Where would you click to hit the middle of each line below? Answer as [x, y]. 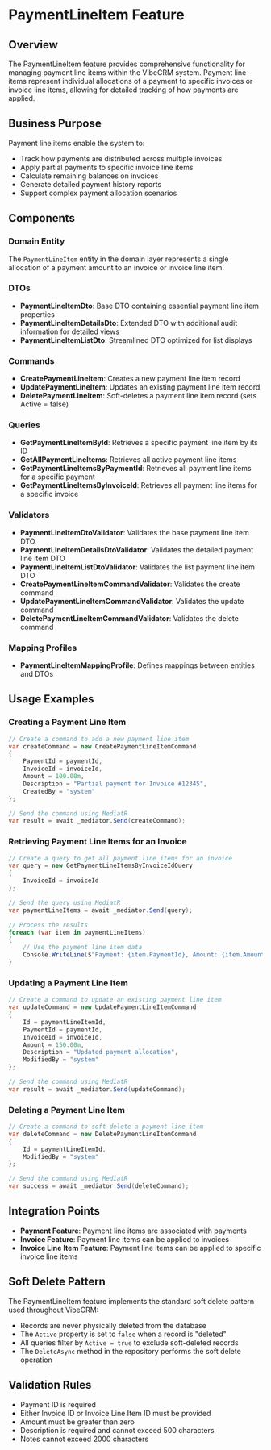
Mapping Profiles [43, 648]
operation [36, 1360]
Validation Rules [50, 1385]
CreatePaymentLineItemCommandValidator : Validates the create [130, 584]
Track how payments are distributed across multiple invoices [121, 158]
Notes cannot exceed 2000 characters [84, 1439]
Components [42, 218]
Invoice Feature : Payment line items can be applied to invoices [125, 1239]
